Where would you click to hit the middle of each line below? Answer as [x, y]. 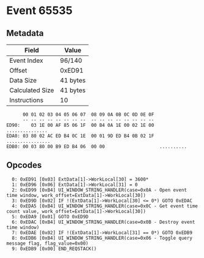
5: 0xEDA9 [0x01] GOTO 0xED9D [50, 217]
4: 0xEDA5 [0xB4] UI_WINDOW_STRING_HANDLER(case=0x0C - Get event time [105, 206]
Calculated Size [32, 90]
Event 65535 [39, 11]
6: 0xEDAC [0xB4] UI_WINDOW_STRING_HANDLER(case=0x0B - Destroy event [104, 222]
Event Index [26, 60]
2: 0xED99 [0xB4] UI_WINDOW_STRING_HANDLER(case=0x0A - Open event [100, 190]
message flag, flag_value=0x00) [47, 243]
